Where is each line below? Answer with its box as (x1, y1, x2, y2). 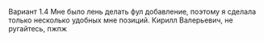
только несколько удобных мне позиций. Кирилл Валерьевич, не (8, 15, 233, 25)
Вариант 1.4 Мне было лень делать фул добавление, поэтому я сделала (8, 7, 257, 16)
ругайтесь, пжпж (8, 24, 67, 33)
